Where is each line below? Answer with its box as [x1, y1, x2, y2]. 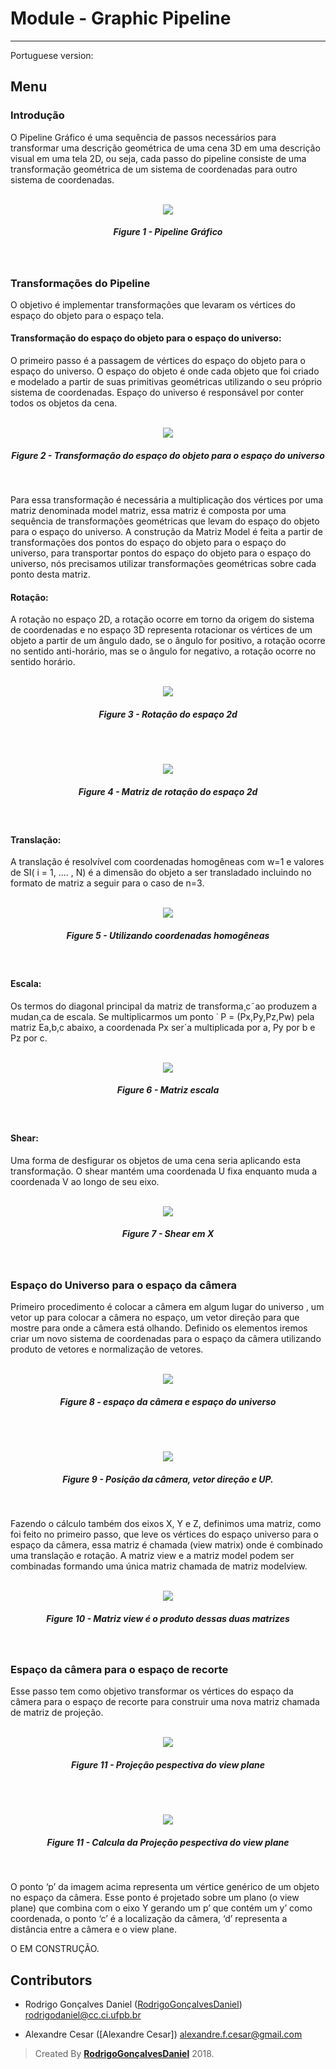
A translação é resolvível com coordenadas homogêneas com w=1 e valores [10, 856, 325, 868]
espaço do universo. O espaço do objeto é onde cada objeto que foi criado [10, 365, 320, 377]
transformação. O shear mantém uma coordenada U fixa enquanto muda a [10, 1165, 318, 1177]
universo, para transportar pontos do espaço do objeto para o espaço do [10, 547, 312, 559]
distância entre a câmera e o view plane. [10, 1923, 178, 1936]
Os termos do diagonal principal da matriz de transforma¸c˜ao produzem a [10, 1000, 318, 1012]
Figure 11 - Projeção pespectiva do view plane [70, 1758, 266, 1771]
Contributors [10, 1972, 93, 1989]
